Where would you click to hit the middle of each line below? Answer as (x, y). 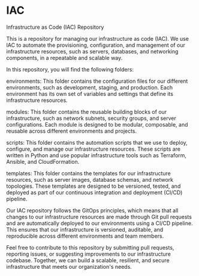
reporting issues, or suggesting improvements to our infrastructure (88, 254)
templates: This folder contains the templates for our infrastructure (88, 173)
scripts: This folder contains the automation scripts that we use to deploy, (97, 142)
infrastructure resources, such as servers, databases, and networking (92, 51)
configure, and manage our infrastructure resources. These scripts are (94, 149)
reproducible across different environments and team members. (85, 236)
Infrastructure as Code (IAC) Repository (55, 27)
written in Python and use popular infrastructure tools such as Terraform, (97, 155)
